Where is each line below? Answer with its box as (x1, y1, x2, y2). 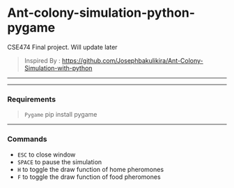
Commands (7, 134, 47, 144)
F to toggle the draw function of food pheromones (17, 173, 162, 181)
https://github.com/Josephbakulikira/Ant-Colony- (61, 56, 203, 64)
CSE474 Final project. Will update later (7, 43, 118, 51)
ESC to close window (17, 150, 76, 159)
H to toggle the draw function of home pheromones (17, 165, 164, 173)
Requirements (7, 94, 56, 104)
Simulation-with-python (24, 64, 93, 72)
